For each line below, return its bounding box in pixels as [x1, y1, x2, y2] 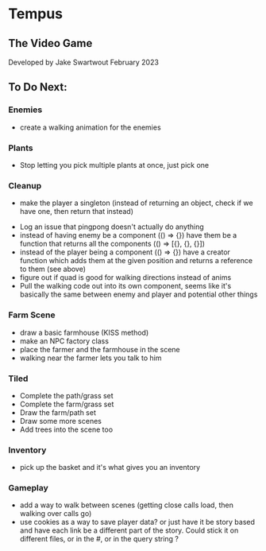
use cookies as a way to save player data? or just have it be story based [19, 518, 256, 527]
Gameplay [8, 483, 49, 494]
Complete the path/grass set [19, 390, 114, 400]
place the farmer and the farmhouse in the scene [19, 344, 180, 354]
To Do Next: [8, 80, 67, 94]
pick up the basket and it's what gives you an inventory [19, 463, 201, 472]
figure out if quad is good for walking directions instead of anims [19, 273, 232, 282]
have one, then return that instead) [19, 207, 133, 216]
